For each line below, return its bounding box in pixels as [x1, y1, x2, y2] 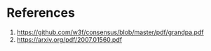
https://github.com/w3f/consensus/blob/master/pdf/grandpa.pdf [16, 28, 204, 36]
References [6, 5, 75, 21]
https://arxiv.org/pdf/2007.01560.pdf [16, 35, 123, 43]
